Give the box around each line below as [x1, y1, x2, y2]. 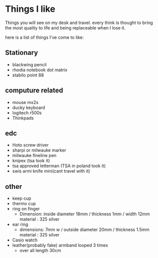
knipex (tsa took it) [12, 158, 50, 164]
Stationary [5, 49, 38, 57]
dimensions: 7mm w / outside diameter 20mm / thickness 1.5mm [19, 227, 150, 232]
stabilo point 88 [12, 72, 44, 78]
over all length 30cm [19, 248, 61, 254]
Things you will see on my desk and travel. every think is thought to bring [5, 20, 153, 26]
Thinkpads [12, 115, 34, 121]
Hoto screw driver [12, 142, 49, 148]
